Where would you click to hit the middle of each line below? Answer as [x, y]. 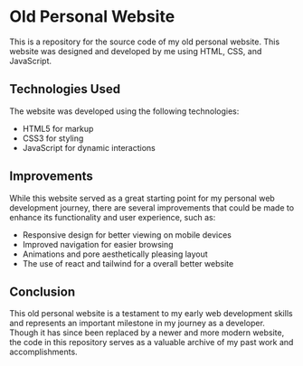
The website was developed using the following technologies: [124, 111]
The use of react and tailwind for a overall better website [128, 263]
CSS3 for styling [53, 138]
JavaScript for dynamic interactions [89, 147]
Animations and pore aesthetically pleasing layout [115, 254]
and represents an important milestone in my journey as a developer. [137, 324]
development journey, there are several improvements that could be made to [152, 207]
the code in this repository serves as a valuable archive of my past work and [151, 343]
